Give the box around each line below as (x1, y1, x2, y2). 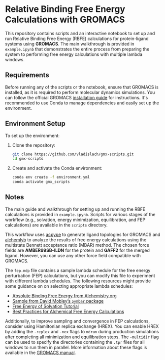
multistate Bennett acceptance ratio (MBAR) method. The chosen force (5, 242, 149, 248)
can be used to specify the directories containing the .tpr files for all (5, 339, 145, 345)
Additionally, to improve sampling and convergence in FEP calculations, (5, 318, 150, 324)
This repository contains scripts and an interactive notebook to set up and (5, 30, 155, 36)
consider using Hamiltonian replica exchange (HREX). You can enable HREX (5, 323, 159, 329)
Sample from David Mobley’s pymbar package (12, 298, 104, 304)
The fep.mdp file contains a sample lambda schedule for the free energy (5, 267, 151, 273)
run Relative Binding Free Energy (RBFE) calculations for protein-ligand (5, 36, 149, 42)
